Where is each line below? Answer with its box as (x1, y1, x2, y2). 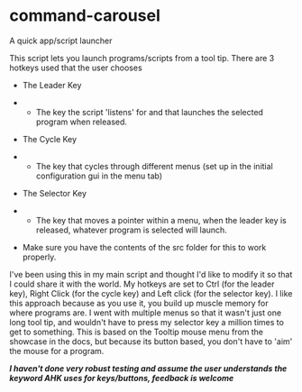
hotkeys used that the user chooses (9, 62, 142, 73)
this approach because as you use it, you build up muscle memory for (9, 297, 269, 308)
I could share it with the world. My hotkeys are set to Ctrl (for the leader (9, 278, 275, 289)
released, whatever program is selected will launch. (35, 224, 227, 235)
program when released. (35, 116, 128, 127)
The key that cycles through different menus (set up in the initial (35, 160, 273, 171)
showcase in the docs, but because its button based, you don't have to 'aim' (9, 335, 293, 347)
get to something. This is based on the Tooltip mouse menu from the (9, 326, 264, 337)
